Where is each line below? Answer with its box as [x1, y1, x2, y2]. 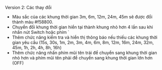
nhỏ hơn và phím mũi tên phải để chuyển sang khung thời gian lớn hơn [12, 55, 153, 60]
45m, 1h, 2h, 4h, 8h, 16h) [12, 45, 62, 50]
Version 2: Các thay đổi [5, 5, 52, 10]
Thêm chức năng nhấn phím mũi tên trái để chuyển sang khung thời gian [12, 50, 157, 56]
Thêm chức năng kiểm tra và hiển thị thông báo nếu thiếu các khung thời [12, 34, 158, 40]
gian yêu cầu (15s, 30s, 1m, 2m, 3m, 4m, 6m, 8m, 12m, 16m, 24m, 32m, [12, 40, 154, 45]
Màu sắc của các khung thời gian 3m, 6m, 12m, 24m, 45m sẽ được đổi [12, 14, 153, 19]
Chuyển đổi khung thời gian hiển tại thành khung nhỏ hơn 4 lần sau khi [12, 24, 153, 30]
